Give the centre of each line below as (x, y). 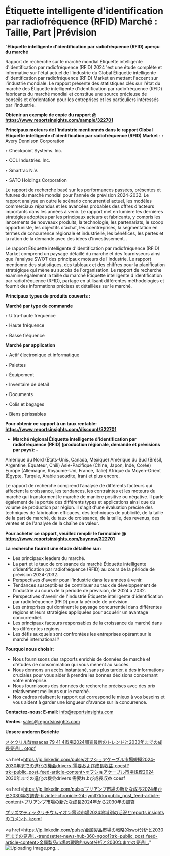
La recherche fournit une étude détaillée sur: (53, 548)
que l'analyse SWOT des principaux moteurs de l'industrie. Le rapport (78, 259)
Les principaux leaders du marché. (49, 558)
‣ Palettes (16, 365)
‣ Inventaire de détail (27, 384)
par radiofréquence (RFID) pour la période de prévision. (71, 601)
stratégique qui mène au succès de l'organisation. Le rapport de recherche (83, 270)
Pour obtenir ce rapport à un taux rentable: (51, 423)
